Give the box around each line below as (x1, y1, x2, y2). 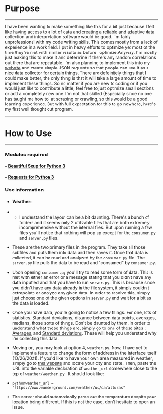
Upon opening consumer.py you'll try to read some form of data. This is (12, 269, 153, 275)
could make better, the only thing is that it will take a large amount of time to (5, 75, 157, 81)
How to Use (5, 128, 52, 139)
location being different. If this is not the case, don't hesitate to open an (12, 399, 155, 405)
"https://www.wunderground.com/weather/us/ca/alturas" (12, 385, 126, 390)
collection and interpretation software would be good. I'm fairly (5, 34, 131, 39)
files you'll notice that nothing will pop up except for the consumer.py (19, 230, 156, 236)
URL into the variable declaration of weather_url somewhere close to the (12, 365, 157, 372)
